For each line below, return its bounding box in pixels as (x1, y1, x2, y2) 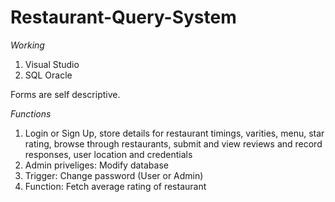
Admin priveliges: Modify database (24, 159, 169, 171)
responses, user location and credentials (24, 148, 193, 160)
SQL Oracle (24, 69, 73, 81)
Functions (10, 107, 52, 120)
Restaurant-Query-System (10, 6, 237, 29)
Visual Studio (24, 58, 80, 70)
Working (10, 39, 45, 51)
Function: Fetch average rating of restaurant (24, 180, 207, 192)
